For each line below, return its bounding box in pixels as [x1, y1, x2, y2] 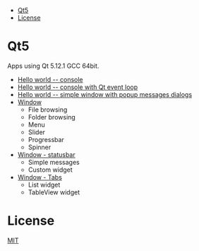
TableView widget [28, 187, 80, 197]
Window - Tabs [17, 173, 62, 181]
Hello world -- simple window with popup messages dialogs [17, 90, 193, 98]
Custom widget [28, 165, 73, 174]
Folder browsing [28, 112, 76, 121]
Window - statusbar [17, 150, 76, 158]
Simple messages [28, 158, 80, 166]
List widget [28, 180, 61, 189]
